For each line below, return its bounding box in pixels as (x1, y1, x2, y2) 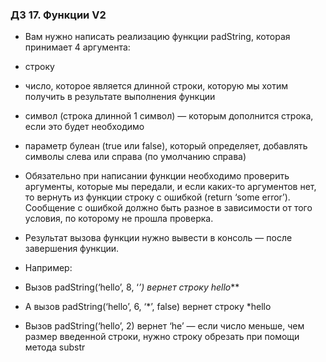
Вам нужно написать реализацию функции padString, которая (24, 31, 291, 43)
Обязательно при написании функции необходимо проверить (24, 170, 290, 182)
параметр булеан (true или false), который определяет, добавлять (24, 140, 308, 152)
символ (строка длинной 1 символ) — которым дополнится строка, (24, 110, 314, 122)
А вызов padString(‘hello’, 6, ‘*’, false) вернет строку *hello (24, 301, 272, 313)
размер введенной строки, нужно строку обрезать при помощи (24, 331, 300, 343)
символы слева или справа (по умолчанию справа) (24, 151, 247, 163)
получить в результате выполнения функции (24, 91, 216, 103)
